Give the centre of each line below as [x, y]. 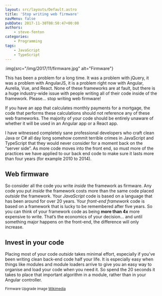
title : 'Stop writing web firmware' [42, 14]
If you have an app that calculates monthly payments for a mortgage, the [78, 108]
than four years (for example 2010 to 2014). [48, 159]
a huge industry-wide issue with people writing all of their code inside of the [81, 93]
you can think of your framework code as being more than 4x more [72, 211]
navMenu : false [20, 18]
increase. [14, 227]
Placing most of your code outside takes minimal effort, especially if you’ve [80, 254]
